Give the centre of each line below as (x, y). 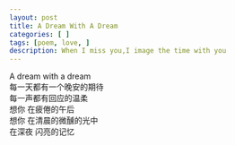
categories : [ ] (39, 34)
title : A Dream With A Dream (64, 26)
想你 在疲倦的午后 (42, 109)
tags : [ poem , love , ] (50, 43)
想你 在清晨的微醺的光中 (54, 121)
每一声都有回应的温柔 (48, 98)
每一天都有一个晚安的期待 (57, 87)
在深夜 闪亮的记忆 (42, 132)
